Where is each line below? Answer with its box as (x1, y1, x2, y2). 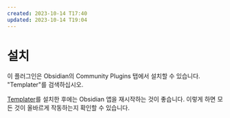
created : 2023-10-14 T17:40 (7, 10, 88, 17)
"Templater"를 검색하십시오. (7, 80, 84, 89)
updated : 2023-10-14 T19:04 (7, 16, 88, 23)
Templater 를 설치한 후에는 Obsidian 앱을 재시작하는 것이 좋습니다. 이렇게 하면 (7, 95, 216, 104)
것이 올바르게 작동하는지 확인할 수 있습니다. (14, 104, 130, 112)
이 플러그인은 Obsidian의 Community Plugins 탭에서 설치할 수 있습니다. (7, 72, 200, 80)
